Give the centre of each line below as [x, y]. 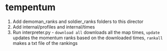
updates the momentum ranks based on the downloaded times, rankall [88, 38]
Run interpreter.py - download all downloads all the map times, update [86, 32]
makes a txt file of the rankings [45, 43]
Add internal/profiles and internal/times [54, 27]
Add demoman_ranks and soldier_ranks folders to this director [78, 21]
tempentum [31, 7]
